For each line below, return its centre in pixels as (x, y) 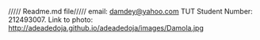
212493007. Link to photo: (51, 20)
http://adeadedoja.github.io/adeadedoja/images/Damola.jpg (106, 28)
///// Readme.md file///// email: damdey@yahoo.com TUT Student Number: (131, 11)
